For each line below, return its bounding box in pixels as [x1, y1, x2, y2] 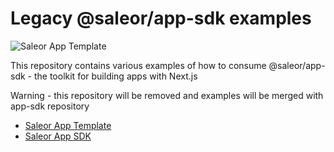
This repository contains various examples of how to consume [10, 59, 267, 71]
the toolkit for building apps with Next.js [33, 70, 198, 82]
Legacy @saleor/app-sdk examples [10, 7, 312, 30]
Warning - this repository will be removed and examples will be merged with [10, 89, 324, 101]
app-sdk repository [10, 100, 90, 112]
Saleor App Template [24, 119, 112, 131]
